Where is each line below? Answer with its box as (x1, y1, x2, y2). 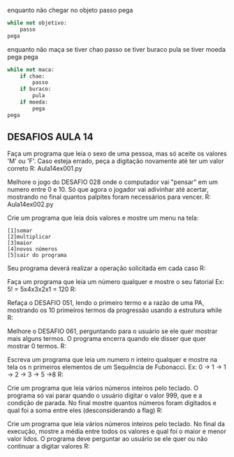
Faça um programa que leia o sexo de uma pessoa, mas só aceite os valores (7, 150, 227, 158)
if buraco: (20, 85, 52, 93)
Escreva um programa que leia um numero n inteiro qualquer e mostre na (7, 356, 218, 364)
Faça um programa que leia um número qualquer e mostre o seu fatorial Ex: (7, 278, 225, 286)
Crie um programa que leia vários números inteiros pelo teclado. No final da (7, 420, 226, 428)
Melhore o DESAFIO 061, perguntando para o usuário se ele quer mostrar (7, 327, 218, 335)
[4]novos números (7, 246, 58, 253)
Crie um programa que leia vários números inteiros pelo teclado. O (7, 384, 199, 393)
